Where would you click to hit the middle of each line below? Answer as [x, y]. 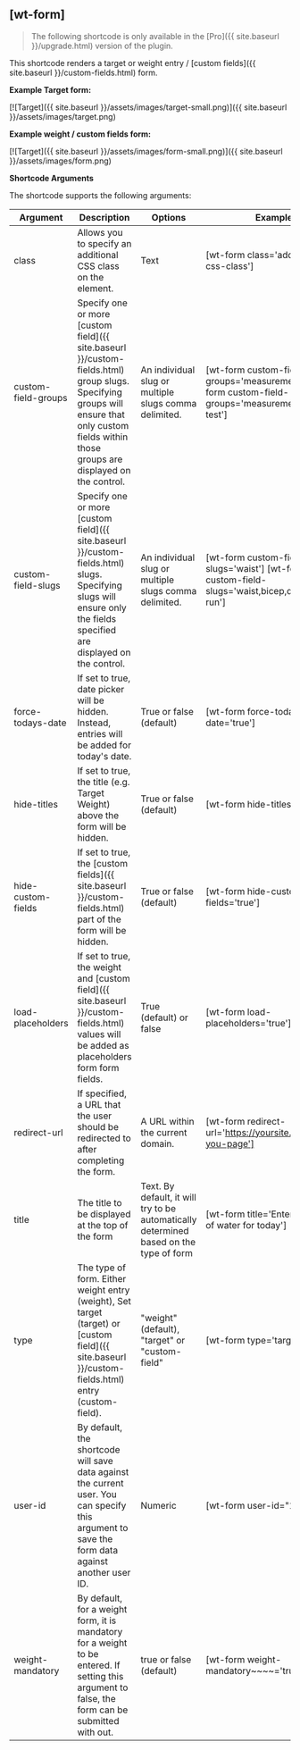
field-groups [41, 398]
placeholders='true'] [248, 1023]
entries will [100, 733]
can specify [102, 1505]
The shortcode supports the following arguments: [100, 195]
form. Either [102, 1278]
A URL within [167, 1121]
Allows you [100, 232]
